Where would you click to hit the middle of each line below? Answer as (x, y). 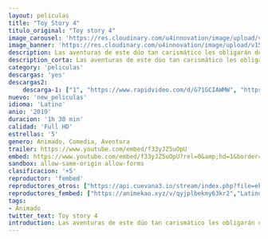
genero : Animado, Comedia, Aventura (69, 141)
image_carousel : (35, 38)
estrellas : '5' (33, 134)
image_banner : (32, 45)
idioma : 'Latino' (37, 104)
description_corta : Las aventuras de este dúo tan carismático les (123, 61)
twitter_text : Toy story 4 (53, 216)
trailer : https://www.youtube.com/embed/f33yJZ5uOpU (98, 149)
